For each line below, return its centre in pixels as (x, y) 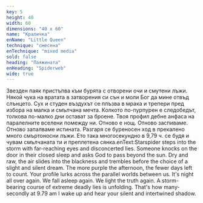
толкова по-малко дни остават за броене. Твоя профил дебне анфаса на (101, 117)
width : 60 (19, 23)
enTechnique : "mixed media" (42, 51)
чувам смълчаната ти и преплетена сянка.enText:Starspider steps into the (101, 142)
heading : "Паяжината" (34, 62)
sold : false (21, 57)
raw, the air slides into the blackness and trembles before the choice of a (97, 161)
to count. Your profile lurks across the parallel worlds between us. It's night (100, 174)
